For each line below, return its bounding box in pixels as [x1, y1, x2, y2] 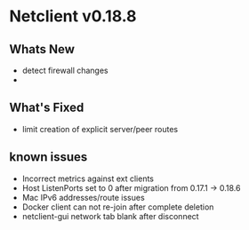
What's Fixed [9, 100, 84, 115]
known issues [9, 149, 88, 165]
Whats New [9, 42, 76, 57]
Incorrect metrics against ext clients [21, 173, 154, 184]
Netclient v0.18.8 [9, 6, 137, 27]
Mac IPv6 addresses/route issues [21, 192, 145, 202]
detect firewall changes [21, 65, 108, 75]
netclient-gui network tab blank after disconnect [21, 210, 199, 221]
